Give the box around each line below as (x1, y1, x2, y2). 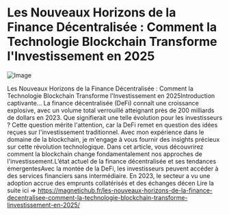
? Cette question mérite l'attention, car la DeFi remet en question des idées (7, 121, 218, 129)
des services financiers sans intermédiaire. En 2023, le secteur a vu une (7, 171, 211, 179)
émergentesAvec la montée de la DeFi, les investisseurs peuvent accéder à (7, 164, 219, 173)
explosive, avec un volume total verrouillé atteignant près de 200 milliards (7, 106, 215, 114)
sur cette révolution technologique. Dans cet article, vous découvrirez (7, 142, 204, 151)
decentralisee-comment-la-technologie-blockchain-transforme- (7, 193, 188, 201)
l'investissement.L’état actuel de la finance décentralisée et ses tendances (7, 157, 217, 165)
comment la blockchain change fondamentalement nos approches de (7, 149, 203, 158)
